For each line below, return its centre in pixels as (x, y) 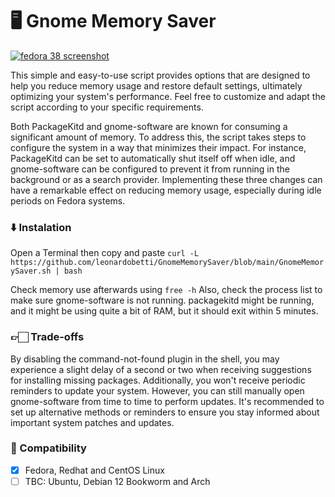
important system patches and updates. (92, 422)
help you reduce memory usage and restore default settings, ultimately (156, 85)
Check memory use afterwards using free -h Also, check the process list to (166, 290)
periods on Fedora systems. (68, 200)
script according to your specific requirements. (107, 107)
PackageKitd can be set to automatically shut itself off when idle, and (153, 158)
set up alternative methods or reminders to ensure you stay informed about (165, 412)
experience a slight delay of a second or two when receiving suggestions (161, 369)
